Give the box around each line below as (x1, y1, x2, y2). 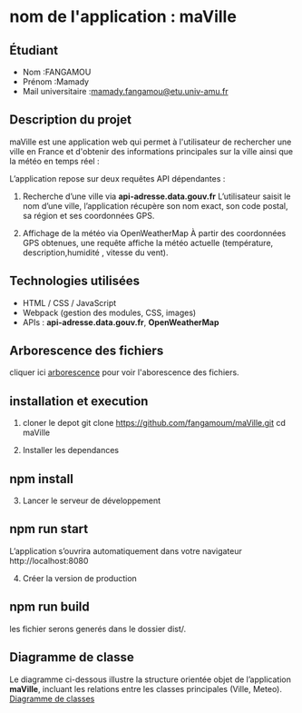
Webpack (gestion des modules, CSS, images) (22, 307, 197, 318)
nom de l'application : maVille (9, 6, 238, 27)
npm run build (9, 599, 91, 615)
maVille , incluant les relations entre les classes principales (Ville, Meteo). (9, 683, 283, 694)
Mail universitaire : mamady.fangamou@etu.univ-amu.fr (22, 86, 229, 96)
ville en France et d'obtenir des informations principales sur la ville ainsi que (9, 145, 293, 156)
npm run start (9, 521, 89, 537)
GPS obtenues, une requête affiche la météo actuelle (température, (22, 237, 274, 248)
